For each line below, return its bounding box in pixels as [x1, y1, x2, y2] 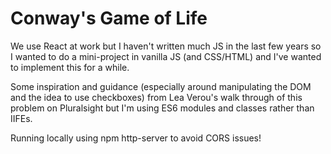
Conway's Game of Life [10, 7, 208, 30]
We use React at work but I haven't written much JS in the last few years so [10, 40, 322, 52]
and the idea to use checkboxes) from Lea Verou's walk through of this [10, 91, 303, 103]
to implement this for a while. [10, 61, 130, 73]
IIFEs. [10, 112, 33, 124]
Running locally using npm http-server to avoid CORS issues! [10, 132, 262, 144]
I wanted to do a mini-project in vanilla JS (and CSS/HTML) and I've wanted [10, 50, 322, 62]
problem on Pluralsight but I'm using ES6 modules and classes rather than [10, 102, 315, 114]
